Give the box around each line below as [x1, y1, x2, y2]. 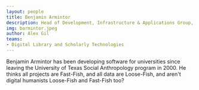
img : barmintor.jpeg [6, 25, 58, 31]
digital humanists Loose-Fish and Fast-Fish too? [6, 76, 124, 83]
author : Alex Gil [6, 31, 50, 37]
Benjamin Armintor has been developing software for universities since [6, 57, 180, 65]
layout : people [6, 8, 44, 15]
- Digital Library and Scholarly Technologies [6, 42, 124, 48]
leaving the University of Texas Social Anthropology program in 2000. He [6, 64, 186, 71]
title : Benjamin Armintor [6, 14, 71, 20]
